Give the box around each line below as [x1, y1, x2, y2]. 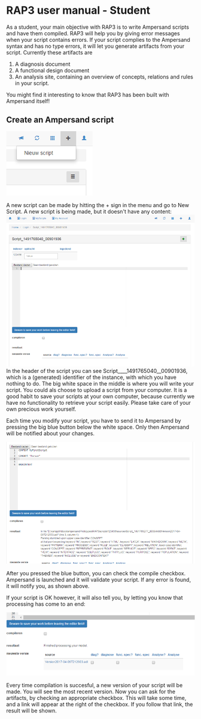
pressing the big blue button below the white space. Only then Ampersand [6, 423, 190, 431]
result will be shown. [6, 707, 57, 714]
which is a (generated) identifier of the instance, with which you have [6, 374, 176, 381]
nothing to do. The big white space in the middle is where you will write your [6, 380, 194, 387]
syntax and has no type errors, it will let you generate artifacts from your [6, 43, 185, 50]
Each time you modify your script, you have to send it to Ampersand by [6, 417, 181, 424]
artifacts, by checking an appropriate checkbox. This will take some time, [6, 694, 187, 701]
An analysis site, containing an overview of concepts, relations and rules [14, 73, 193, 80]
